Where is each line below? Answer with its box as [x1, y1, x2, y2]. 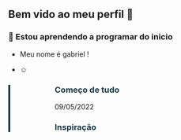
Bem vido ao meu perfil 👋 [8, 8, 134, 21]
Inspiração [55, 121, 96, 132]
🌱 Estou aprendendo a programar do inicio [8, 31, 173, 42]
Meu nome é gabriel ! [19, 49, 89, 59]
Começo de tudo [55, 84, 120, 95]
